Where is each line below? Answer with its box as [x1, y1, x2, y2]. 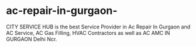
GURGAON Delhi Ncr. [6, 35, 57, 42]
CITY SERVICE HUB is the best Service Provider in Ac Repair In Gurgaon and [6, 23, 191, 30]
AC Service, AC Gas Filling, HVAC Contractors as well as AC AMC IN [6, 29, 171, 36]
